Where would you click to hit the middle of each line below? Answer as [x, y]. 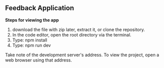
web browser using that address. [39, 60]
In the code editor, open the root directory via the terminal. [72, 34]
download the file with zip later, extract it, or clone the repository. [79, 30]
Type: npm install [30, 40]
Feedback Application [40, 8]
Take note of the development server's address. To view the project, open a [82, 55]
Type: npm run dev [31, 45]
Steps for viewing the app [32, 20]
